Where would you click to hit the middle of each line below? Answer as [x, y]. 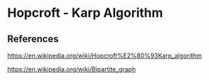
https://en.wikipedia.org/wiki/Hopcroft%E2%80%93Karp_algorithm [104, 55]
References [33, 39]
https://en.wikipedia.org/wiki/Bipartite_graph [72, 69]
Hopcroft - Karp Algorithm [85, 13]
